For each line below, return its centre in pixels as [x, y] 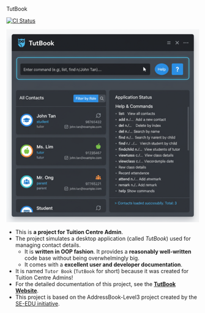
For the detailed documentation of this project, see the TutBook [95, 284]
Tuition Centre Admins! [44, 277]
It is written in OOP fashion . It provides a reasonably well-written [108, 251]
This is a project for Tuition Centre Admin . [69, 232]
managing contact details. [48, 245]
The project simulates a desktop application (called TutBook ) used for [103, 239]
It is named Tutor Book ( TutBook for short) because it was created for [102, 271]
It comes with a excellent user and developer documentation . [103, 265]
